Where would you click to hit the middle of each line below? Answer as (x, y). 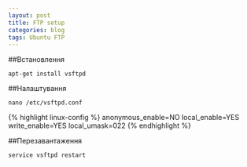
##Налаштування (37, 89)
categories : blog (37, 30)
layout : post (29, 15)
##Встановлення (37, 60)
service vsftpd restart (47, 155)
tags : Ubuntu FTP (37, 37)
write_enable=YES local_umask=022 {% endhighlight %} (100, 125)
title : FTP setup (37, 23)
